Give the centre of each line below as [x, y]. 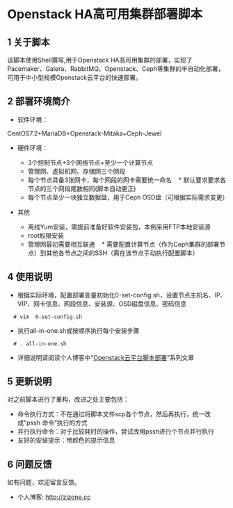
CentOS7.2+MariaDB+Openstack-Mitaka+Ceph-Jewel [85, 133]
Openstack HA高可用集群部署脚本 [105, 14]
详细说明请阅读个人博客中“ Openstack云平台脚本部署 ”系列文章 [106, 357]
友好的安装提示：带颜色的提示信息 [66, 440]
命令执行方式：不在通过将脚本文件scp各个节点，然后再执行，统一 [111, 414]
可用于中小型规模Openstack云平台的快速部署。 [75, 77]
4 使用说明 [30, 277]
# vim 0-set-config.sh [48, 317]
